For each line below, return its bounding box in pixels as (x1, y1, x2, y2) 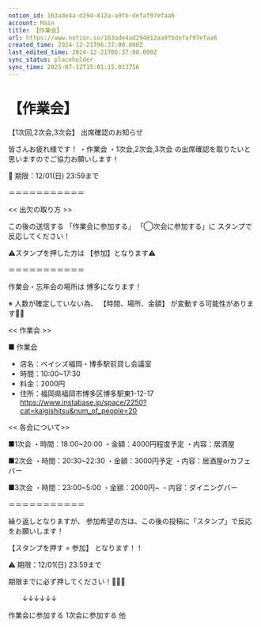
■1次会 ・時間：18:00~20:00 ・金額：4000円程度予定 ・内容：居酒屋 (8, 439, 235, 448)
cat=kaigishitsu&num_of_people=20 (19, 405, 138, 416)
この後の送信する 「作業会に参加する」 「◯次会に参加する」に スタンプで (8, 221, 252, 230)
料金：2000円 (19, 378, 66, 388)
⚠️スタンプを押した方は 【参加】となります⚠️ (8, 248, 156, 257)
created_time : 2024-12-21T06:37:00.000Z (8, 41, 144, 49)
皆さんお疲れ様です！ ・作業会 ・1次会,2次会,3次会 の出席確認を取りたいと (8, 144, 252, 154)
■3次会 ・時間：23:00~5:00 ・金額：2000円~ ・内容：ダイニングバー (8, 482, 238, 492)
